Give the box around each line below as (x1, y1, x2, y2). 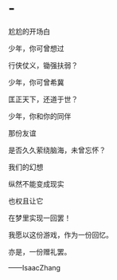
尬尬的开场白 (8, 26, 50, 36)
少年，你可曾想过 (8, 43, 64, 53)
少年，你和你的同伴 (8, 111, 72, 120)
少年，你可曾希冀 (8, 77, 64, 87)
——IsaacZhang (8, 262, 61, 272)
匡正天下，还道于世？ (8, 94, 78, 104)
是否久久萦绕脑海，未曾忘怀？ (8, 145, 106, 155)
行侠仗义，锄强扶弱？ (8, 60, 78, 70)
